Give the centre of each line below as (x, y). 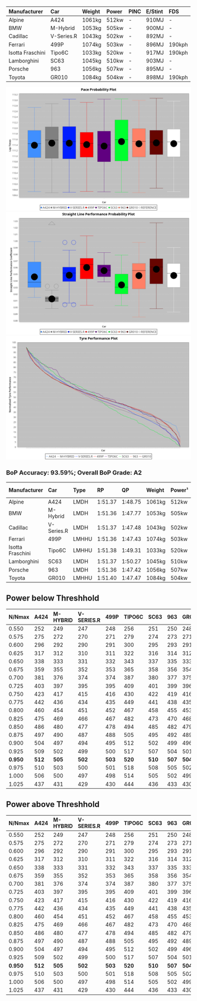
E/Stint (154, 11)
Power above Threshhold (53, 804)
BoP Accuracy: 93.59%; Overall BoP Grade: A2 (74, 472)
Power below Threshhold (53, 598)
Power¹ (179, 490)
